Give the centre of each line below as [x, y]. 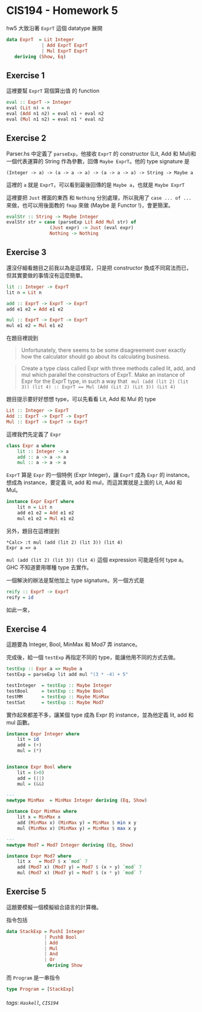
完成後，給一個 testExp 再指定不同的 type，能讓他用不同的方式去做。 [93, 657]
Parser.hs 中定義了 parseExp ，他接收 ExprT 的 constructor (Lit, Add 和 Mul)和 [101, 153]
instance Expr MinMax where [42, 811]
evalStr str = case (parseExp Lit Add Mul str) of [71, 222]
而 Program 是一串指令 [33, 978]
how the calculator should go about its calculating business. [96, 357]
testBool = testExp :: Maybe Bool [55, 691]
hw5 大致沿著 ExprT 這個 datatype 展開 [54, 28]
